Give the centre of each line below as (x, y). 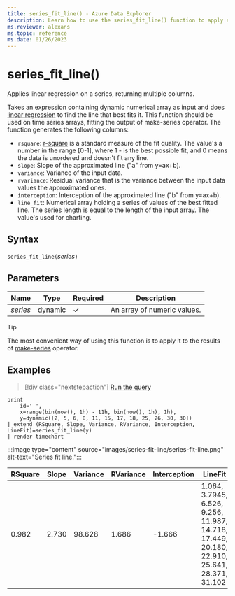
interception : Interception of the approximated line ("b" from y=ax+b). (119, 195)
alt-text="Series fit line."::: (45, 457)
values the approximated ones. (62, 188)
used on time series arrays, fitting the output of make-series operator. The (114, 122)
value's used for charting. (54, 218)
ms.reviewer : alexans (39, 27)
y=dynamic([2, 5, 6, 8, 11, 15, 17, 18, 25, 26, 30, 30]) (106, 418)
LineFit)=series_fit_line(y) (50, 430)
